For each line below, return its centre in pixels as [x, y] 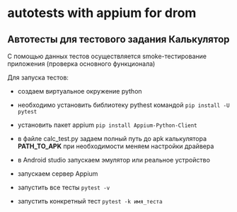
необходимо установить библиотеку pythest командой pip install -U [123, 105]
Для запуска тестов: [38, 77]
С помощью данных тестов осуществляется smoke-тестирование [107, 56]
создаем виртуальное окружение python [80, 91]
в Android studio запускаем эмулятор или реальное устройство [114, 160]
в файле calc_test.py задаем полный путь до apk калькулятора [112, 139]
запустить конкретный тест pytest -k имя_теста [90, 201]
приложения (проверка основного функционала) [81, 64]
